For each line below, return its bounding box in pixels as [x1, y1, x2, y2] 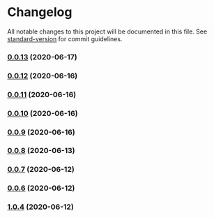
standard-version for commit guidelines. [7, 34, 123, 43]
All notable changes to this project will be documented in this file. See [7, 27, 208, 36]
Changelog [7, 4, 72, 20]
